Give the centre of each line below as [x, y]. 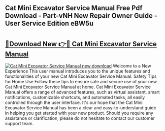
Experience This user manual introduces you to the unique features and [78, 71]
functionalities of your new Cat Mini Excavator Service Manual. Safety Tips [81, 76]
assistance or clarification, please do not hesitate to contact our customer [80, 118]
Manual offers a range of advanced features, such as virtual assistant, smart [82, 92]
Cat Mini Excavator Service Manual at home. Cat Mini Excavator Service [78, 87]
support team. [19, 123]
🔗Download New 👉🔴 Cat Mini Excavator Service [81, 44]
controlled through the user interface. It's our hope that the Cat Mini [74, 102]
